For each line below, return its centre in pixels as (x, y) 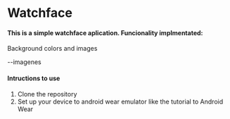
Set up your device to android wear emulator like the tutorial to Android (120, 101)
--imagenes (24, 62)
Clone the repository (47, 94)
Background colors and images (52, 49)
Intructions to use (34, 78)
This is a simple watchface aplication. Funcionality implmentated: (105, 32)
